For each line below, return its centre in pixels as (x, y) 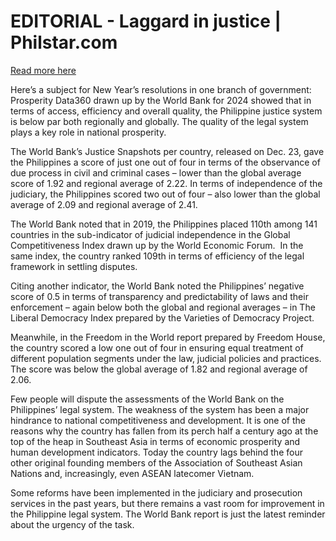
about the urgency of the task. (72, 524)
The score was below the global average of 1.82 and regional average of (159, 369)
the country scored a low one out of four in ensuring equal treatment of (157, 347)
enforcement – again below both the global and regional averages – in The (163, 307)
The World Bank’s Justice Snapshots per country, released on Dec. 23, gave (167, 151)
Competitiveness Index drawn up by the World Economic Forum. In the (157, 245)
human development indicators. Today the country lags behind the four (156, 452)
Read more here (43, 70)
